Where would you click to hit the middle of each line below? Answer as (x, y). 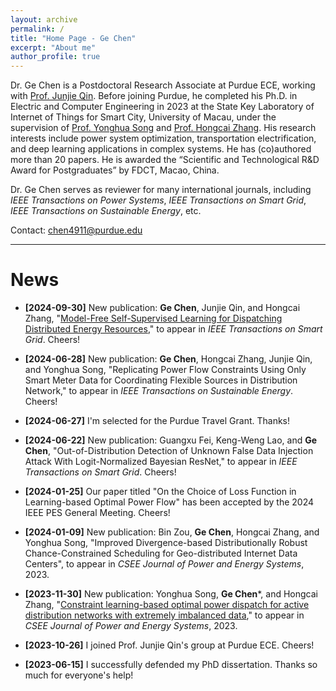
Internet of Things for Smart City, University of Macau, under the (143, 117)
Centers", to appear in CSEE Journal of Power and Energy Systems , (164, 564)
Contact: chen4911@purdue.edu (76, 230)
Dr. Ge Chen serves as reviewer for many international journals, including (161, 190)
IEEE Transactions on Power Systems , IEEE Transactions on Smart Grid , (158, 200)
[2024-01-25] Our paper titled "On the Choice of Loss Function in (160, 492)
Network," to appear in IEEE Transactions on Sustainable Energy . (159, 391)
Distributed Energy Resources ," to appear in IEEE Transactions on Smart (173, 329)
